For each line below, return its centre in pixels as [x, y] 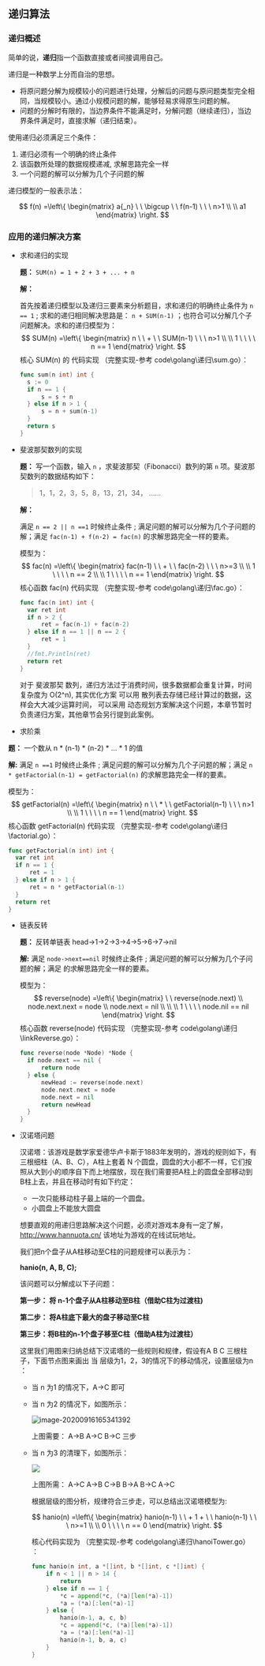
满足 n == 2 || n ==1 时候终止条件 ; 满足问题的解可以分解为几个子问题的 [138, 526]
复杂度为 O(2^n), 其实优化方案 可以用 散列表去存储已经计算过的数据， [132, 694]
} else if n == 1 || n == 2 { [77, 632]
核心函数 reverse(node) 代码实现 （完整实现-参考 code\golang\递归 [129, 1028]
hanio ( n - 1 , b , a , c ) [93, 1640]
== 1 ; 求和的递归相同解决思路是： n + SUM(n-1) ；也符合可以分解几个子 [136, 315]
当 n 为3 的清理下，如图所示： [80, 1453]
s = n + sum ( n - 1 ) [69, 412]
